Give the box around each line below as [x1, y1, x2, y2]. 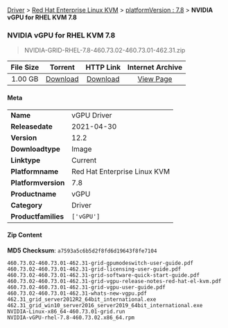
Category [10, 200, 43, 210]
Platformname [10, 166, 59, 176]
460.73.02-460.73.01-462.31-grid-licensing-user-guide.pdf [7, 266, 182, 273]
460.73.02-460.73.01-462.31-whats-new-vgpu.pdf [7, 290, 148, 297]
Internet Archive [127, 62, 183, 72]
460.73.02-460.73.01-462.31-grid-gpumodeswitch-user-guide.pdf [7, 259, 194, 266]
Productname [10, 189, 57, 199]
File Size [10, 62, 40, 72]
